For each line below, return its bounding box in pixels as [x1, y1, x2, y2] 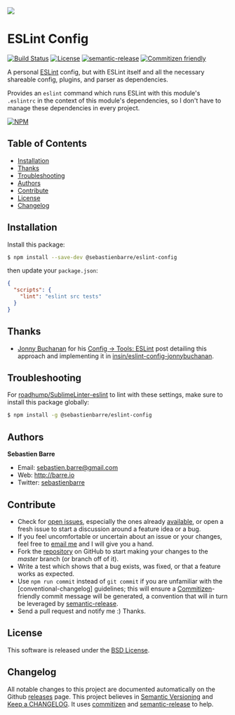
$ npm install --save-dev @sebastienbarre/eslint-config [7, 254, 177, 261]
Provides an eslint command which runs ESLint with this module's [7, 88, 201, 97]
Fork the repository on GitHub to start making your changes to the [17, 547, 208, 556]
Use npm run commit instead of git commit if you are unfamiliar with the [17, 577, 223, 585]
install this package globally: [7, 398, 90, 407]
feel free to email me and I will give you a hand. [17, 539, 154, 548]
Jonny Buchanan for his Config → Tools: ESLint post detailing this [17, 344, 207, 353]
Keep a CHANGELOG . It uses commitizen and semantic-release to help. [7, 700, 214, 708]
